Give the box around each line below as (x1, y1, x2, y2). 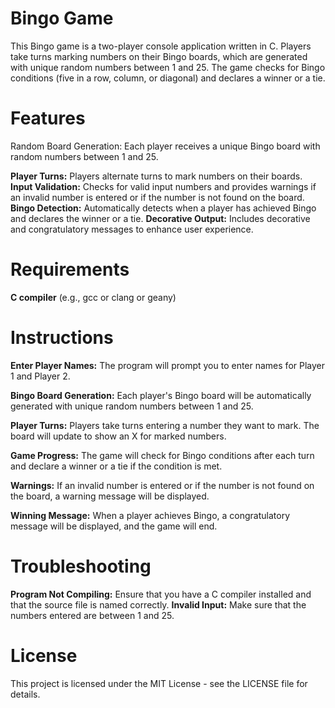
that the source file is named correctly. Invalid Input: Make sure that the (10, 598, 307, 611)
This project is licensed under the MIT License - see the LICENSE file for (10, 677, 308, 689)
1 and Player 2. (10, 370, 71, 382)
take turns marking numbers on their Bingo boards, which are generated (10, 50, 308, 62)
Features (10, 107, 86, 130)
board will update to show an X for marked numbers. (10, 430, 227, 442)
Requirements (10, 258, 130, 281)
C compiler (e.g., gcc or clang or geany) (10, 291, 177, 303)
